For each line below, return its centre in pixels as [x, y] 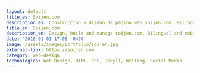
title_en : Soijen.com [33, 28]
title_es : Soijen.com [33, 17]
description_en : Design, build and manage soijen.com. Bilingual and [94, 34]
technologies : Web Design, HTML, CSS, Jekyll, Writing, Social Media [94, 61]
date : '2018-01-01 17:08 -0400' [46, 39]
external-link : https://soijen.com [50, 50]
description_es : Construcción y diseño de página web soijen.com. [90, 22]
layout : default [26, 11]
